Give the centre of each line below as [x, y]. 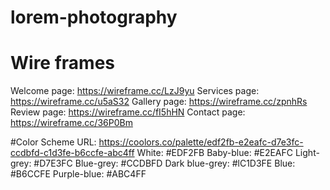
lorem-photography [94, 17]
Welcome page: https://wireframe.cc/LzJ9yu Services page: [135, 91]
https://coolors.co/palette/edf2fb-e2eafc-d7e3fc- [201, 142]
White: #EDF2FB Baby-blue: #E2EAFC [215, 153]
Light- [307, 153]
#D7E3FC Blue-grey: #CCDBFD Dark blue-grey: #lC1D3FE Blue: [164, 163]
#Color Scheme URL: [53, 142]
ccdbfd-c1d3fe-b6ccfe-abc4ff [72, 153]
